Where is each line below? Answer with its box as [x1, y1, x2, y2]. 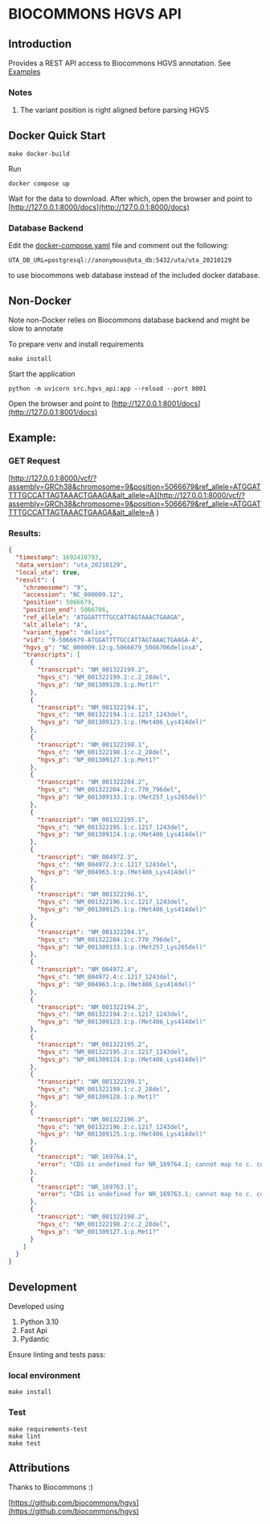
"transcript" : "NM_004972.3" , [37, 853, 138, 862]
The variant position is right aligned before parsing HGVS [19, 106, 210, 115]
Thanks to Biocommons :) [8, 1482, 94, 1492]
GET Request [8, 455, 60, 466]
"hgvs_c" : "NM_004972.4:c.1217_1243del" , [37, 973, 178, 982]
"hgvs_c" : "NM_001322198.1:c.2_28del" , [37, 748, 171, 756]
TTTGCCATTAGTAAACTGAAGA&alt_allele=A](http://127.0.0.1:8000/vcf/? [8, 490, 245, 500]
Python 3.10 [19, 1317, 59, 1327]
